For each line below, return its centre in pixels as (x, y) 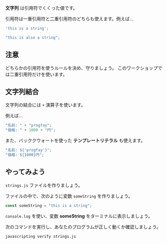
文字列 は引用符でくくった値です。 (41, 8)
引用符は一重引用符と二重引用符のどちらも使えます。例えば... (69, 19)
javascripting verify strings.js (41, 236)
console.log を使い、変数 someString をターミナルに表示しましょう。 (79, 216)
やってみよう (25, 172)
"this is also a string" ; (33, 38)
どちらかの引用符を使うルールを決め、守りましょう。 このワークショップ (82, 68)
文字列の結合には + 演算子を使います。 (45, 105)
